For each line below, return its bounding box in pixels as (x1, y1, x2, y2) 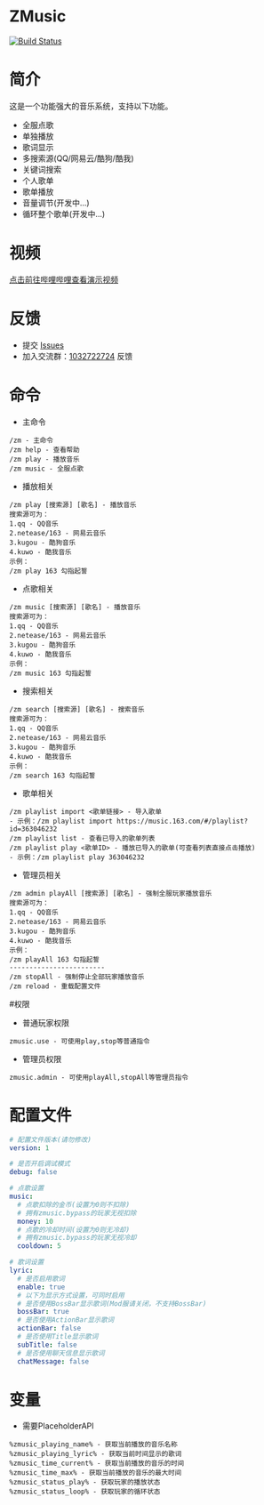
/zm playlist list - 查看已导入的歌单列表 (9, 833, 156, 842)
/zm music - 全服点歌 (9, 464, 84, 473)
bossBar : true (17, 1308, 69, 1316)
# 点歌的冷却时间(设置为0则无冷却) (17, 1225, 131, 1234)
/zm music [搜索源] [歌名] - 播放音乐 (9, 602, 140, 611)
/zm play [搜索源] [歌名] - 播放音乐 (9, 500, 137, 509)
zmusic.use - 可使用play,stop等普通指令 (9, 1036, 150, 1046)
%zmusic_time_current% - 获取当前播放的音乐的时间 (9, 1459, 185, 1469)
